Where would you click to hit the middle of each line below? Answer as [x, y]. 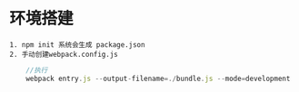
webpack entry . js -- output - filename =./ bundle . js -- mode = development [158, 78]
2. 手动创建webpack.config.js [64, 54]
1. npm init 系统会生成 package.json [77, 45]
